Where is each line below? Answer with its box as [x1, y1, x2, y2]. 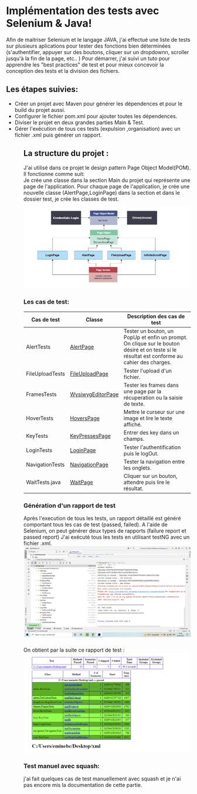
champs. [123, 436, 145, 443]
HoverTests [26, 415, 54, 422]
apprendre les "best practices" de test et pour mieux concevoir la [6, 61, 164, 68]
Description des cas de [127, 313, 185, 320]
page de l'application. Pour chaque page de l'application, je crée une [23, 182, 190, 190]
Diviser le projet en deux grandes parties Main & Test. [14, 119, 145, 126]
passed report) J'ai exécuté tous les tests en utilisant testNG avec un [23, 533, 190, 540]
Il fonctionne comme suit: [23, 170, 85, 177]
